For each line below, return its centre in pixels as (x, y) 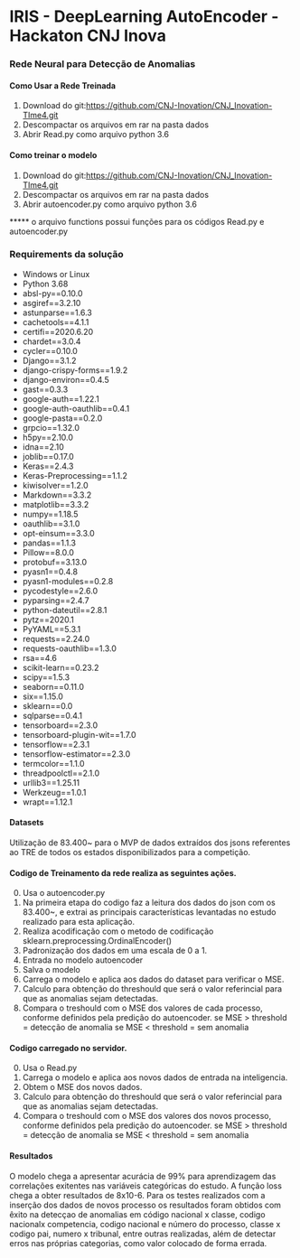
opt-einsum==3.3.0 (58, 533)
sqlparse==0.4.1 (52, 715)
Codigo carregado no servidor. (68, 1048)
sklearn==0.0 (47, 705)
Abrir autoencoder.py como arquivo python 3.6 (109, 204)
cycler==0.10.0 (50, 350)
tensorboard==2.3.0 (60, 725)
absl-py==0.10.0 (52, 293)
